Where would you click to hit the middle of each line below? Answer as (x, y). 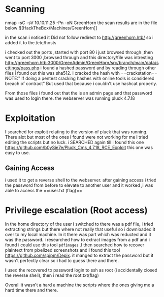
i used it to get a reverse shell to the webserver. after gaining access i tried (81, 180)
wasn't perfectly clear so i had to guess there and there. (62, 260)
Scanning (25, 9)
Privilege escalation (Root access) (76, 210)
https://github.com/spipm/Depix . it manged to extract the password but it (79, 255)
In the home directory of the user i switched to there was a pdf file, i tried (79, 224)
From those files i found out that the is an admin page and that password (79, 93)
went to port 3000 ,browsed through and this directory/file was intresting (79, 57)
